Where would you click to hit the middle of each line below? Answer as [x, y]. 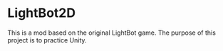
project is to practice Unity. [47, 40]
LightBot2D [42, 13]
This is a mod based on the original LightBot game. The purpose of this [111, 33]
